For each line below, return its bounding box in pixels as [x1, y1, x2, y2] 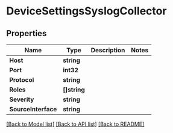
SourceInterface [9, 105, 57, 113]
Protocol [9, 76, 34, 84]
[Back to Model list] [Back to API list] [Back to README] [6, 120, 145, 128]
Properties [6, 28, 47, 39]
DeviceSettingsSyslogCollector [6, 4, 167, 18]
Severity [9, 95, 34, 104]
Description [90, 46, 125, 54]
